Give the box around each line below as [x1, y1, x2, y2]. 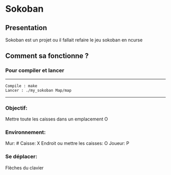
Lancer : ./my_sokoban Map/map [5, 88, 72, 93]
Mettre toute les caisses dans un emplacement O [5, 116, 108, 122]
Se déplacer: [5, 153, 38, 160]
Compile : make [5, 83, 38, 88]
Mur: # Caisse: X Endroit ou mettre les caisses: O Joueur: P [5, 140, 130, 146]
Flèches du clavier [5, 164, 44, 171]
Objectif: [5, 104, 28, 111]
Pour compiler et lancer [5, 67, 65, 74]
